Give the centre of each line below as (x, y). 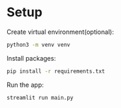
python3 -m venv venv (39, 44)
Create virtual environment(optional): (60, 32)
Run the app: (25, 85)
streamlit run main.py (40, 97)
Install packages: (31, 58)
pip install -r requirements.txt (56, 71)
